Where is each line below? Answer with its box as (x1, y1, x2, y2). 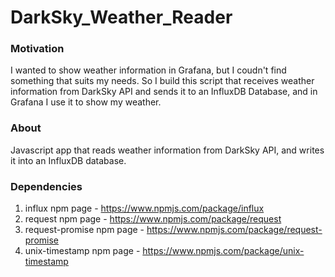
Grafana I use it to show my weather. (10, 96, 162, 108)
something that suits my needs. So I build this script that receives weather (10, 75, 315, 87)
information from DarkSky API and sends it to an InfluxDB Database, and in (10, 86, 318, 98)
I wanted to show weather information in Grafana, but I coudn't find (10, 64, 287, 76)
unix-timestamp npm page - (24, 245, 141, 257)
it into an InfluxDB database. (10, 154, 127, 166)
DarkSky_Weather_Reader (10, 6, 233, 29)
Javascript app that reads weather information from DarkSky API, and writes (10, 144, 325, 156)
